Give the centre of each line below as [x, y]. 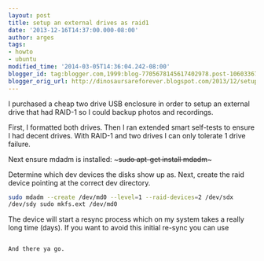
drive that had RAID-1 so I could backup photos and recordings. [111, 112]
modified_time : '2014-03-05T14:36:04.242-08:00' [89, 67]
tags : [17, 45]
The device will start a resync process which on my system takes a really [126, 219]
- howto [21, 52]
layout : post [29, 15]
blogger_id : [27, 74]
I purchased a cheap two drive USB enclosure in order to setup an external [129, 104]
